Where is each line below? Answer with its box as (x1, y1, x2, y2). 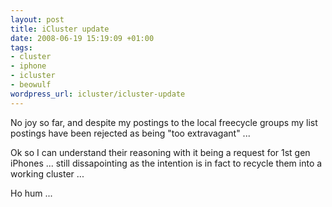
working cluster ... (10, 167, 85, 180)
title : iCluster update (10, 24, 110, 34)
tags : (10, 42, 33, 53)
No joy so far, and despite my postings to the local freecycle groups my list (10, 116, 318, 128)
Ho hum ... (10, 187, 53, 199)
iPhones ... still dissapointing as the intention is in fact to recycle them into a (10, 157, 323, 169)
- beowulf (10, 80, 52, 90)
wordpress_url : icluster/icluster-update (10, 89, 186, 99)
